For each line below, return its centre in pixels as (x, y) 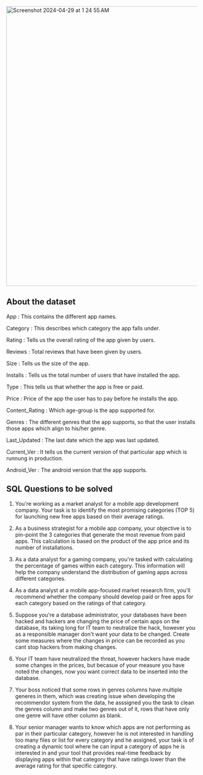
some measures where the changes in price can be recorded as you (100, 640)
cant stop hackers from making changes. (66, 647)
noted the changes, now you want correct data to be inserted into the (101, 672)
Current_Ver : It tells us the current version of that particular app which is (97, 452)
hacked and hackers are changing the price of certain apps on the (97, 621)
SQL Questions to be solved (60, 489)
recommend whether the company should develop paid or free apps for (104, 597)
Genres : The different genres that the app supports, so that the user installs (101, 422)
